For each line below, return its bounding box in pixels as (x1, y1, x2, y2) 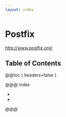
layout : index (5, 7, 34, 12)
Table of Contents (5, 59, 62, 67)
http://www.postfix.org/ (5, 45, 53, 51)
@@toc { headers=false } (5, 72, 57, 78)
